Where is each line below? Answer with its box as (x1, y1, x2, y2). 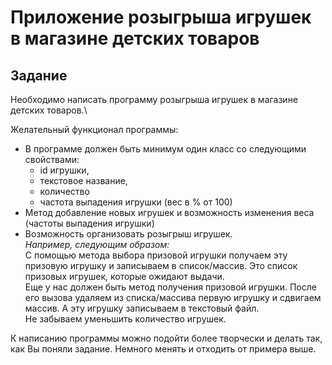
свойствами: (24, 154, 80, 165)
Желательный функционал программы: (10, 124, 179, 135)
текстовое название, (39, 175, 128, 186)
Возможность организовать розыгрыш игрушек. (24, 228, 233, 240)
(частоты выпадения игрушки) (24, 217, 155, 229)
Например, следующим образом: (24, 239, 170, 250)
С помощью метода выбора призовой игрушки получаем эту (24, 249, 288, 261)
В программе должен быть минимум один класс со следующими (24, 143, 307, 155)
